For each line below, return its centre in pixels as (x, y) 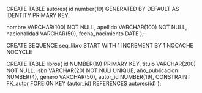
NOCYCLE (19, 52)
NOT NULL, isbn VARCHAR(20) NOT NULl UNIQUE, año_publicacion (92, 70)
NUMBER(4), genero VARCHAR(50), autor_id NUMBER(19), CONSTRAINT (99, 77)
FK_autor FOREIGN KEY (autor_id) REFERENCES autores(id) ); (84, 83)
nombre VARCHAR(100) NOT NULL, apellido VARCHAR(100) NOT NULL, (97, 27)
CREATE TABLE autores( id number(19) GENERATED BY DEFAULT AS (93, 9)
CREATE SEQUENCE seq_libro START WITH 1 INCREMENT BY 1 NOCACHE (100, 46)
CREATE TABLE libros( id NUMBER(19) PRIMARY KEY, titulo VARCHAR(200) (101, 64)
